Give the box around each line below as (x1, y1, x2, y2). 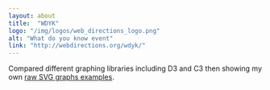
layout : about (8, 11, 56, 20)
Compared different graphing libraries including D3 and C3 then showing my (8, 63, 263, 73)
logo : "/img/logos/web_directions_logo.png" (8, 27, 160, 35)
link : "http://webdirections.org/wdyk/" (8, 42, 147, 50)
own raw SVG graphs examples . (8, 72, 114, 82)
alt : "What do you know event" (8, 34, 114, 43)
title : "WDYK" (8, 19, 60, 27)
